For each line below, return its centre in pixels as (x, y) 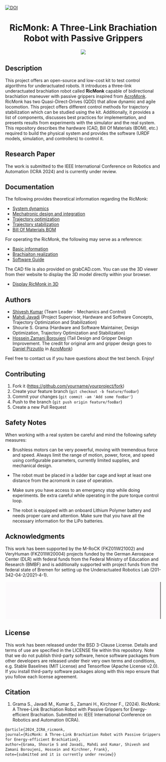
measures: (16, 440)
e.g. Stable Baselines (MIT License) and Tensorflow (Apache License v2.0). (82, 666)
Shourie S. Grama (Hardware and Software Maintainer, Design (76, 328)
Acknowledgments (35, 536)
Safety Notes (26, 423)
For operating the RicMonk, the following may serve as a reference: (74, 239)
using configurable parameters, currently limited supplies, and (76, 460)
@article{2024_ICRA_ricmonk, (35, 730)
